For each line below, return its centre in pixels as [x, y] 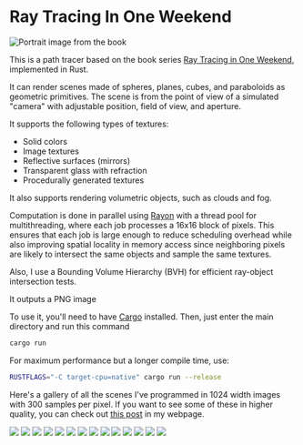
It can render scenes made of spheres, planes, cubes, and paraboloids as [147, 86]
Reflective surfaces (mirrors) [76, 160]
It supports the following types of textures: [89, 124]
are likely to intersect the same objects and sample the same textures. [141, 254]
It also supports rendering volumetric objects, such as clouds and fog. [141, 197]
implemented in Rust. [49, 69]
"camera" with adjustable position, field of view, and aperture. [125, 106]
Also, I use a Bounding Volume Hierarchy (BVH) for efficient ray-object [141, 271]
